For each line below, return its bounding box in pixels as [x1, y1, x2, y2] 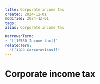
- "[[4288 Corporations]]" [5, 47, 60, 52]
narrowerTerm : [5, 34, 34, 39]
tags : [5, 20, 16, 26]
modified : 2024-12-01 [5, 16, 49, 21]
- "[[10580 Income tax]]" [5, 38, 58, 44]
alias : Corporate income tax [5, 25, 64, 30]
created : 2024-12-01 [5, 12, 47, 17]
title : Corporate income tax [5, 7, 64, 12]
